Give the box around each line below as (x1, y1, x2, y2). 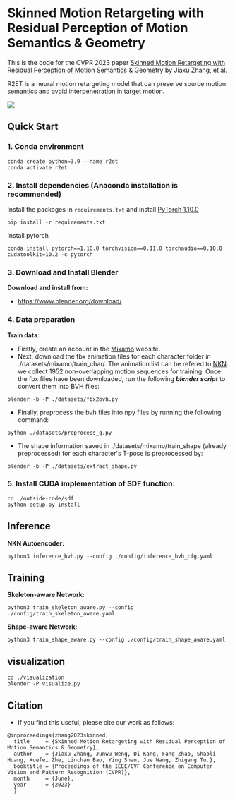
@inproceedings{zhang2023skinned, (7, 732, 109, 739)
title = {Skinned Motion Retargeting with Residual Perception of (13, 738, 226, 745)
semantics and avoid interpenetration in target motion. (7, 87, 165, 95)
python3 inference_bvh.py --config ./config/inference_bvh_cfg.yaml (7, 553, 213, 560)
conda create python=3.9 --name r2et (7, 157, 119, 165)
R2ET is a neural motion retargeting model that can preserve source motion (7, 79, 227, 88)
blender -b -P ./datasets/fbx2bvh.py (7, 395, 119, 403)
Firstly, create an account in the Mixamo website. (17, 344, 161, 353)
